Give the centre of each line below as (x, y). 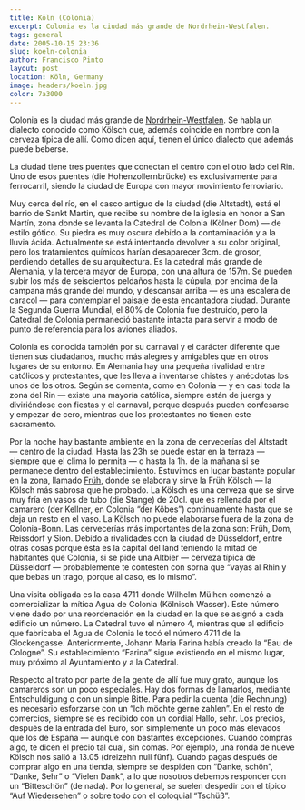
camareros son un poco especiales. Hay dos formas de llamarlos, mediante (150, 689)
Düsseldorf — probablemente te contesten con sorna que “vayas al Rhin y (148, 567)
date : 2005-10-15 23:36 (54, 43)
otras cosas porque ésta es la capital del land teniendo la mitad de (133, 547)
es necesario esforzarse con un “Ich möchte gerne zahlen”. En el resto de (147, 708)
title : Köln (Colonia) (52, 18)
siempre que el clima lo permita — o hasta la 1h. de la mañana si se (135, 461)
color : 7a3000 (36, 94)
